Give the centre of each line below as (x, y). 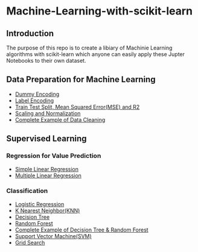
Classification (27, 191)
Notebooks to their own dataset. (46, 61)
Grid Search (30, 242)
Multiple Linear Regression (48, 175)
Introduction (30, 33)
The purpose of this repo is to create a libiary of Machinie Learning (89, 48)
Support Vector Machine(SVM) (53, 236)
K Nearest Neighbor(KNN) (47, 210)
